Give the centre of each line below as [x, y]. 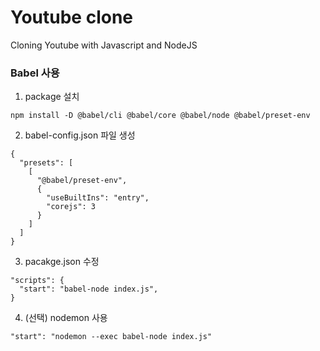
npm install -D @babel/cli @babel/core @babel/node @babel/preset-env [160, 116]
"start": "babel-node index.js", [89, 289]
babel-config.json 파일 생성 [80, 135]
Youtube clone [71, 17]
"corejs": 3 [71, 207]
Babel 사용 [35, 73]
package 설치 [52, 97]
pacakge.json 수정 [62, 262]
